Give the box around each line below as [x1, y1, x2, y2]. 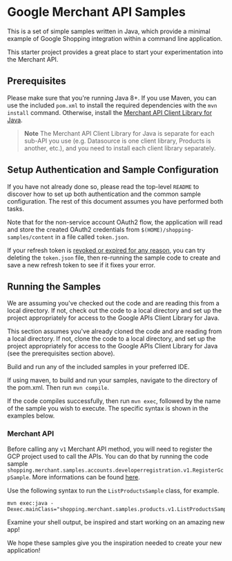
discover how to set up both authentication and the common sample [7, 190, 202, 198]
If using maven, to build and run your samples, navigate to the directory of [7, 376, 218, 384]
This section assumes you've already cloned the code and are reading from [7, 327, 222, 336]
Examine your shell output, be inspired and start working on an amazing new [7, 517, 225, 526]
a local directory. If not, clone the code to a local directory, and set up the [7, 335, 216, 343]
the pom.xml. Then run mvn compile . [7, 384, 109, 392]
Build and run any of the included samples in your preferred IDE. [7, 363, 190, 371]
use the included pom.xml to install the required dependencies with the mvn [7, 101, 217, 109]
